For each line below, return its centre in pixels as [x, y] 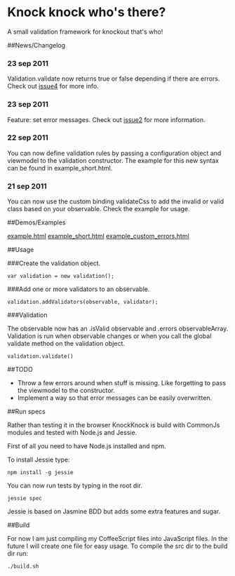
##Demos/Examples [36, 222]
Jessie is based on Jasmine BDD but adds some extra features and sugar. [114, 511]
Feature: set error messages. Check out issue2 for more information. [106, 119]
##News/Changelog [36, 45]
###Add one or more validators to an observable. [79, 289]
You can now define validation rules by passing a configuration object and [114, 153]
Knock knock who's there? [87, 12]
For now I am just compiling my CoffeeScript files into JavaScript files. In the [117, 539]
